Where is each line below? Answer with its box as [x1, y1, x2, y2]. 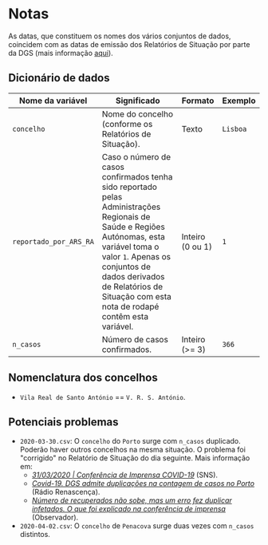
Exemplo [222, 95, 256, 106]
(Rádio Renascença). [31, 488, 100, 497]
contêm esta [101, 310, 149, 322]
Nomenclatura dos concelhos [8, 371, 158, 385]
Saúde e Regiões [101, 221, 165, 232]
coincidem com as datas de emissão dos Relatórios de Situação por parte [8, 39, 250, 49]
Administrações [101, 201, 161, 212]
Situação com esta [101, 290, 171, 302]
